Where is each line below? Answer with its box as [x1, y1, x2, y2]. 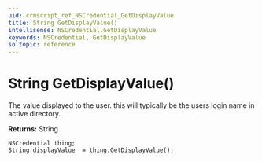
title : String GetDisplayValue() [8, 19, 118, 27]
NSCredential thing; [8, 139, 76, 148]
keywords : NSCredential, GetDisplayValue [8, 33, 146, 42]
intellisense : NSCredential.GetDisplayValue [8, 26, 157, 34]
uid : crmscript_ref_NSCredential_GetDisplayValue [8, 11, 175, 20]
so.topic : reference [8, 41, 76, 49]
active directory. [8, 109, 61, 119]
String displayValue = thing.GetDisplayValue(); [8, 146, 175, 154]
